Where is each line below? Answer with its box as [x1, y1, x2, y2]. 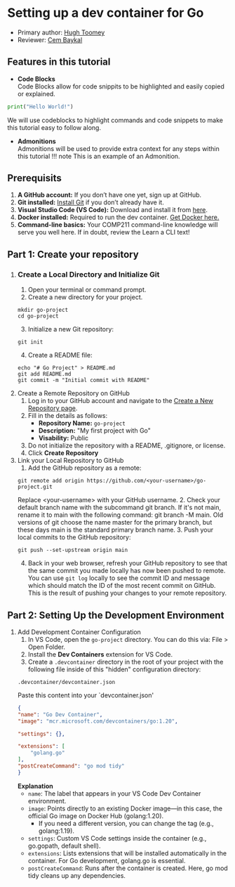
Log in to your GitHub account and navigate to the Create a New [27, 397, 214, 405]
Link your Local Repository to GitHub [17, 456, 124, 465]
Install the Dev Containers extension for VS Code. [27, 650, 173, 658]
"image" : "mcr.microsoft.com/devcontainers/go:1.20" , [17, 718, 178, 725]
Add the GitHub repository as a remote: [27, 464, 142, 472]
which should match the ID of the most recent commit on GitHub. [27, 582, 216, 590]
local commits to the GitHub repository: [17, 533, 131, 541]
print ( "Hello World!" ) [7, 103, 74, 110]
